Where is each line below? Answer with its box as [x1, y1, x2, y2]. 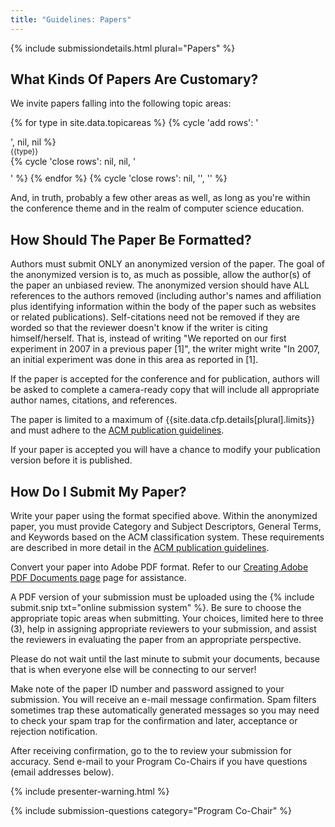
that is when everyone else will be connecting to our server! [10, 664, 257, 676]
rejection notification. [10, 726, 98, 738]
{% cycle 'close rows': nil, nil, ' [10, 156, 137, 168]
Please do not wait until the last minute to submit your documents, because [10, 653, 320, 665]
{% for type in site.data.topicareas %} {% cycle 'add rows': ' [10, 117, 259, 129]
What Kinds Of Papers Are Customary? [10, 71, 259, 88]
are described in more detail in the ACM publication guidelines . [10, 542, 270, 554]
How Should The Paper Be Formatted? [10, 231, 252, 248]
